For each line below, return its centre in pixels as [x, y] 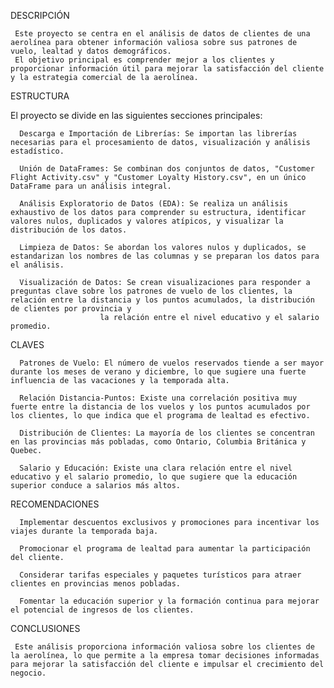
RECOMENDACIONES [55, 504]
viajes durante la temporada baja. [84, 531]
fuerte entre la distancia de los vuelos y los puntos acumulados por [160, 407]
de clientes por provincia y [71, 309]
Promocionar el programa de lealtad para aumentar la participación [165, 549]
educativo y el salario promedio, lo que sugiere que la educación [154, 477]
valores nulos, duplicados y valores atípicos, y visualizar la [147, 221]
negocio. [28, 673]
